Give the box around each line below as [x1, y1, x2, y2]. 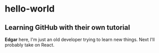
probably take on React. [5, 42, 55, 48]
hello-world [5, 3, 55, 15]
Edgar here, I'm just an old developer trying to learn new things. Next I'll [5, 36, 155, 42]
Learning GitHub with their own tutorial [5, 23, 130, 32]
